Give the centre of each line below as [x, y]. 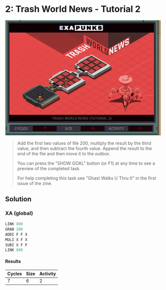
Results [13, 261]
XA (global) [19, 213]
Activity [48, 274]
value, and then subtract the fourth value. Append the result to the [84, 148]
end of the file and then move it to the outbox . [64, 154]
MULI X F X [16, 240]
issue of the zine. [35, 184]
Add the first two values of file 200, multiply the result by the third [84, 143]
